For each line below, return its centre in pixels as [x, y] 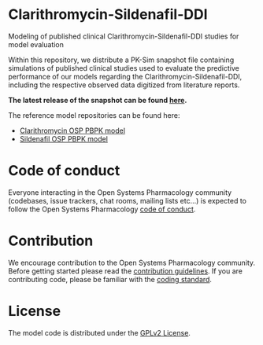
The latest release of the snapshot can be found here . [98, 100]
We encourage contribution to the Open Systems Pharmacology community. [132, 262]
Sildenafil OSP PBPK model [64, 138]
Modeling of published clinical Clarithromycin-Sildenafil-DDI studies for [124, 36]
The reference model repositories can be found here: [94, 115]
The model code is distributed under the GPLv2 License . [100, 332]
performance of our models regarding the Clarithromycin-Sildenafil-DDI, [125, 76]
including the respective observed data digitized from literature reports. [124, 85]
